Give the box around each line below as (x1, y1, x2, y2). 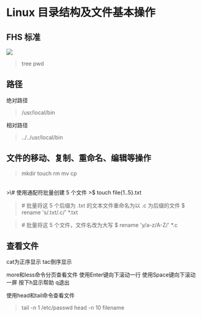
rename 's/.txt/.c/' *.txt (21, 209, 78, 216)
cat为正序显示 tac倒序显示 (6, 258, 72, 266)
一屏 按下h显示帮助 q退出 (6, 279, 70, 286)
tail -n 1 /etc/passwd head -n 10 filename (21, 304, 124, 311)
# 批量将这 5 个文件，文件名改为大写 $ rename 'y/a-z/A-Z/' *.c (21, 221, 178, 228)
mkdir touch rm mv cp (21, 170, 78, 177)
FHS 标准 (6, 32, 41, 42)
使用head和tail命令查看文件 (6, 292, 75, 299)
